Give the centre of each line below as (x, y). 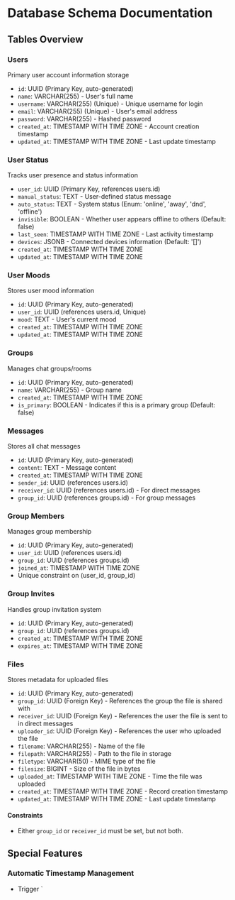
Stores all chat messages (44, 446)
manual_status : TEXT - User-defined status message (94, 197)
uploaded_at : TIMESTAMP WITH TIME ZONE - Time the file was (110, 776)
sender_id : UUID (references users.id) (73, 483)
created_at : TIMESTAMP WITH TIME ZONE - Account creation (108, 126)
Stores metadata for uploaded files (58, 679)
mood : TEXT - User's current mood (67, 319)
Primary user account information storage (68, 75)
